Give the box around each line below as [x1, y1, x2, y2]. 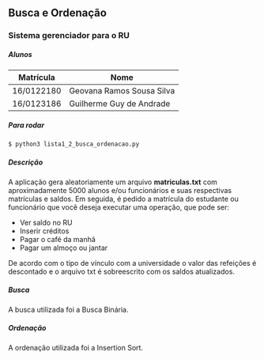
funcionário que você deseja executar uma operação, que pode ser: [8, 203, 230, 212]
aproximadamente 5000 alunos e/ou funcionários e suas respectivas [8, 186, 232, 195]
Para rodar [8, 120, 45, 130]
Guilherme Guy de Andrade [69, 98, 171, 109]
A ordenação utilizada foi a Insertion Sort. [8, 343, 144, 353]
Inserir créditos [19, 226, 70, 236]
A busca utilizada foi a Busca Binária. [8, 305, 129, 315]
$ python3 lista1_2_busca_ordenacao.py [8, 140, 140, 149]
